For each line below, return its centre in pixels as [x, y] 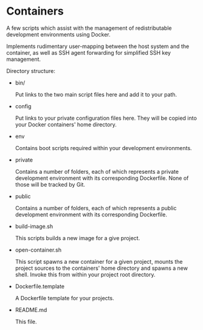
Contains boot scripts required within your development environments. [104, 148]
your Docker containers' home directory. [66, 124]
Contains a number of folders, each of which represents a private [97, 171]
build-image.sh [34, 226]
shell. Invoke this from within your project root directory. [85, 274]
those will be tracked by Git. [50, 184]
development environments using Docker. [58, 34]
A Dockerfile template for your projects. [64, 298]
